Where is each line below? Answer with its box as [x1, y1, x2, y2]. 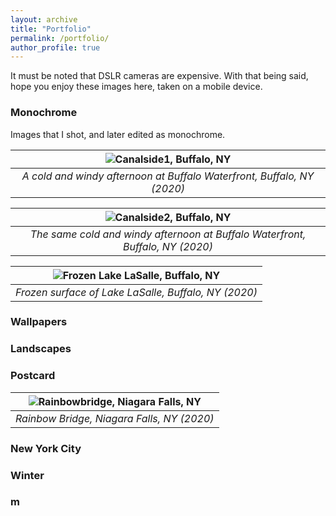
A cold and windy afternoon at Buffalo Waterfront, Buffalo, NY [21, 169, 315, 183]
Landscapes [10, 342, 72, 356]
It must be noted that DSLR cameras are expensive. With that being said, [10, 70, 309, 82]
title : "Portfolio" [10, 24, 92, 34]
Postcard [10, 369, 56, 383]
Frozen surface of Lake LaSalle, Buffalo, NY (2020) [15, 285, 258, 299]
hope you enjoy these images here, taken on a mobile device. [10, 81, 263, 93]
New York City [10, 441, 82, 455]
